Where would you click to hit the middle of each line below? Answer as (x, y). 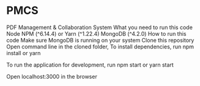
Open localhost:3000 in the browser (52, 76)
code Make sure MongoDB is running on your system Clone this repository (100, 40)
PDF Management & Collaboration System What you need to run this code (99, 27)
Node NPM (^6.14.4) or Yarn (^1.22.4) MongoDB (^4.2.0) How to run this (96, 33)
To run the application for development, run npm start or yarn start (90, 65)
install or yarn (24, 53)
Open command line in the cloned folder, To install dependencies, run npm (100, 47)
